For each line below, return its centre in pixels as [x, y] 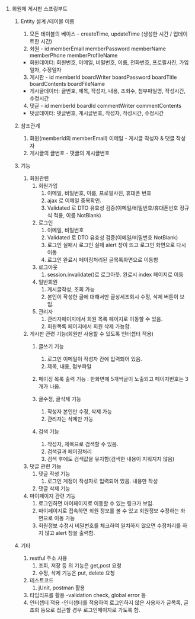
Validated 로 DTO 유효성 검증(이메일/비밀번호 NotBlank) [113, 238]
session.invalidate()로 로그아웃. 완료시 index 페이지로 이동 [115, 275]
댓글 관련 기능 [45, 466]
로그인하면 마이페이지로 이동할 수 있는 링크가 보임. [96, 503]
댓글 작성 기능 [54, 474]
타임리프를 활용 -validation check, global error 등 [88, 595]
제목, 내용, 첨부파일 [69, 366]
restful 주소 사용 [48, 558]
